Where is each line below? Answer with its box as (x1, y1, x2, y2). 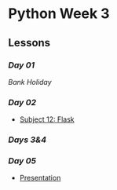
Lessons (8, 36, 51, 49)
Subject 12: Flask (19, 115, 75, 124)
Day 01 (8, 60, 35, 71)
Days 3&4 (8, 134, 47, 145)
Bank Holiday (8, 77, 53, 86)
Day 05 (8, 155, 37, 166)
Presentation (19, 174, 61, 183)
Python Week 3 (8, 5, 110, 23)
